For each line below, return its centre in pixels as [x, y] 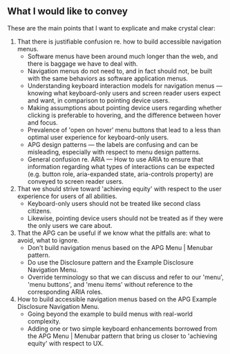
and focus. [43, 122]
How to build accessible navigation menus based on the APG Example [117, 299]
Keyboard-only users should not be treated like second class [114, 203]
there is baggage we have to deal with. [83, 63]
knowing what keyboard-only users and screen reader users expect [124, 93]
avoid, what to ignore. [48, 240]
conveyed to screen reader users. [76, 181]
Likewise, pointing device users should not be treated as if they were [125, 218]
